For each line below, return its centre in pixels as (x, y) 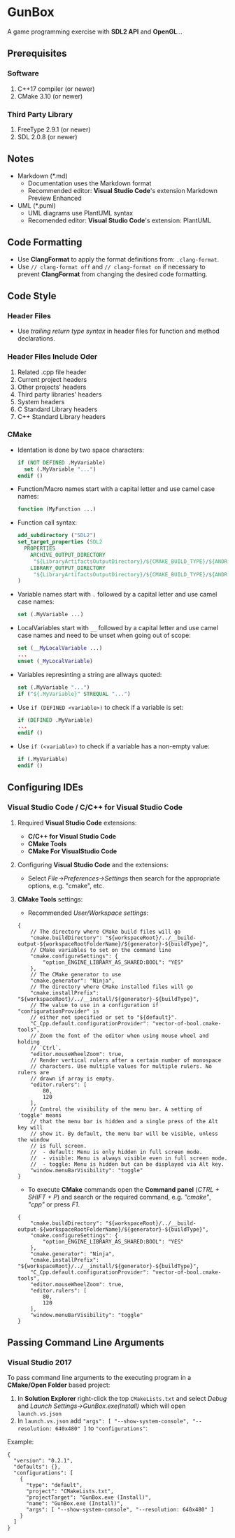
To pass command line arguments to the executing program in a (99, 1378)
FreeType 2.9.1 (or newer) (54, 129)
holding (28, 1042)
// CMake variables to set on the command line (101, 950)
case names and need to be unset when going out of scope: (104, 635)
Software (23, 73)
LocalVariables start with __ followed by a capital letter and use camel (118, 628)
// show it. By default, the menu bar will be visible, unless (124, 1134)
